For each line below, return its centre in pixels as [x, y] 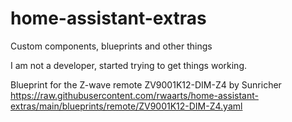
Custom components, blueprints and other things [111, 46]
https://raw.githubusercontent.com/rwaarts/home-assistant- [134, 95]
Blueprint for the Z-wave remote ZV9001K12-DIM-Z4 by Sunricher [146, 84]
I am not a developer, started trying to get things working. [128, 65]
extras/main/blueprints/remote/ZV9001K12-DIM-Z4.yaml [126, 106]
